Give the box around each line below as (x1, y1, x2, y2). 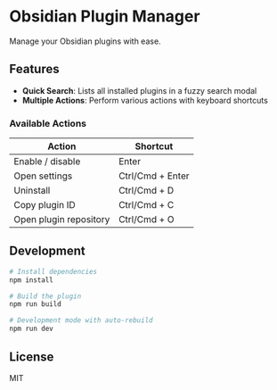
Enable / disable (13, 155, 81, 168)
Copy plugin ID (13, 199, 76, 212)
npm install (9, 275, 53, 285)
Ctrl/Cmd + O (118, 213, 175, 226)
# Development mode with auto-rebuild (9, 316, 153, 325)
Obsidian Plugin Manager (9, 6, 200, 27)
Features (9, 62, 60, 77)
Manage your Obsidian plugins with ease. (9, 36, 162, 46)
